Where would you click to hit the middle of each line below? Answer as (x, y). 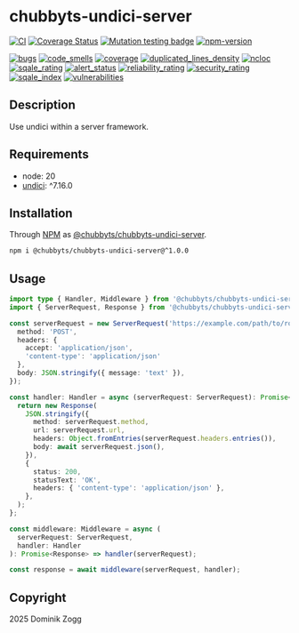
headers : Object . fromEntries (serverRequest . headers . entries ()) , (154, 439)
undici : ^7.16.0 (47, 185)
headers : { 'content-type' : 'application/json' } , (129, 488)
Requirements (49, 154)
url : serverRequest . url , (79, 430)
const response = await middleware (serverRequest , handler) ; (125, 570)
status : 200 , (57, 472)
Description (42, 105)
